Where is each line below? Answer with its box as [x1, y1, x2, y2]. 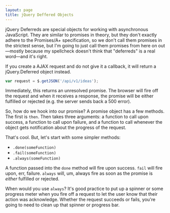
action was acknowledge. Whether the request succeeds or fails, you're [5, 197, 156, 203]
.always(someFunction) [12, 156, 61, 161]
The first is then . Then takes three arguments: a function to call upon [5, 114, 149, 120]
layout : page [5, 7, 33, 13]
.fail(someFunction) [12, 151, 56, 156]
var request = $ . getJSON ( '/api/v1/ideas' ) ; [5, 78, 99, 84]
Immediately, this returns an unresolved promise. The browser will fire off [5, 88, 158, 94]
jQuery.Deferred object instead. [5, 68, 72, 74]
